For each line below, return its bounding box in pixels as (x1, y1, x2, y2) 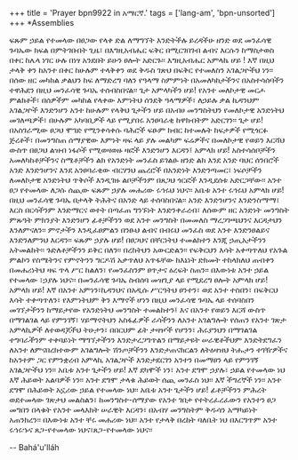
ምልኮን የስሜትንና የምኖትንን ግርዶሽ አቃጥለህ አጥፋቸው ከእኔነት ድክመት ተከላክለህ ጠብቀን (9, 255, 275, 265)
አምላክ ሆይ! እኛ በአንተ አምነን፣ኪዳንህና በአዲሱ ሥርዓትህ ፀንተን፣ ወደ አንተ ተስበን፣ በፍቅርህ (9, 284, 278, 295)
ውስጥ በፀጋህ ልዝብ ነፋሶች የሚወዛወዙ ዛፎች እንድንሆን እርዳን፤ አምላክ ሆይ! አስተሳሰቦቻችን (9, 145, 276, 155)
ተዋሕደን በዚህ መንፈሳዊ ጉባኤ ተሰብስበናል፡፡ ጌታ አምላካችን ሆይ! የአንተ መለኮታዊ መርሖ (9, 84, 266, 95)
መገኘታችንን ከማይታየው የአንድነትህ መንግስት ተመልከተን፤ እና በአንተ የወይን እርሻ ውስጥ (9, 305, 267, 314)
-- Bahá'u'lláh (9, 442, 60, 452)
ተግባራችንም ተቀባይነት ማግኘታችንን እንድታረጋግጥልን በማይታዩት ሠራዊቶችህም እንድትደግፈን (9, 335, 282, 345)
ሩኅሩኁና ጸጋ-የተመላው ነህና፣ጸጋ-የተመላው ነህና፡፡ (9, 424, 153, 434)
